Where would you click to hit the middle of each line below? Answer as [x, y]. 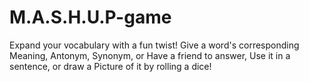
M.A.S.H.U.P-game [90, 17]
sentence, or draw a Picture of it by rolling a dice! [110, 66]
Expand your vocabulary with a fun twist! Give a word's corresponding [154, 45]
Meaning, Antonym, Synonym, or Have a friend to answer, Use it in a [150, 55]
